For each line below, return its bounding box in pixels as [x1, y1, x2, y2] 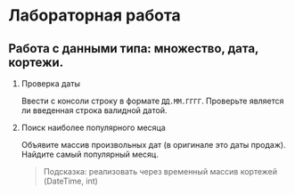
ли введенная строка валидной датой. [20, 105, 168, 116]
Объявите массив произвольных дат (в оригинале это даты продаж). [20, 140, 286, 150]
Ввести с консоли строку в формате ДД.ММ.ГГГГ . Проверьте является [20, 95, 284, 106]
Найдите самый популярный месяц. [20, 149, 160, 159]
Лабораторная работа [8, 5, 182, 26]
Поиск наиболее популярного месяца [20, 122, 166, 133]
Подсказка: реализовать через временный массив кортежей [43, 167, 278, 176]
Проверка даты [20, 78, 81, 89]
